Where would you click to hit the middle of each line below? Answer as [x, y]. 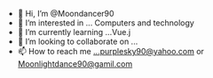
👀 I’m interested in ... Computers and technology [106, 23]
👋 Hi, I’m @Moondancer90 [66, 14]
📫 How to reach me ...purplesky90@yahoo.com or [110, 51]
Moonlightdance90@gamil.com [75, 64]
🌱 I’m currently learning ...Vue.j [74, 32]
